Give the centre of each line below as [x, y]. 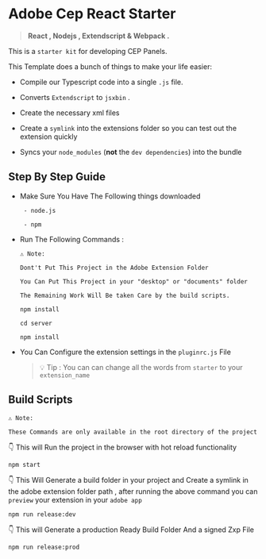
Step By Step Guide [57, 177]
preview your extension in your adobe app [75, 499]
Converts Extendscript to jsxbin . [75, 97]
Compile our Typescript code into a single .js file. [102, 82]
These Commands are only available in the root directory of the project [133, 432]
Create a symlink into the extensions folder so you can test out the [128, 128]
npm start [25, 465]
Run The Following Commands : [72, 239]
